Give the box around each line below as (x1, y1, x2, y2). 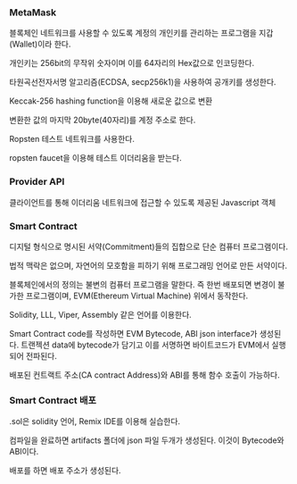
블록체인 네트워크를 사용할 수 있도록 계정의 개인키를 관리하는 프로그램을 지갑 (9, 28, 274, 38)
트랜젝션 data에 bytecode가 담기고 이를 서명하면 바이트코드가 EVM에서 (21, 339, 270, 350)
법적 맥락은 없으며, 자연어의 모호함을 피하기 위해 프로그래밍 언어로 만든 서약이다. (9, 260, 288, 271)
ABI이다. (9, 446, 39, 457)
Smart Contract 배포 (9, 394, 96, 406)
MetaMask (9, 6, 56, 19)
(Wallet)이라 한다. (9, 38, 71, 50)
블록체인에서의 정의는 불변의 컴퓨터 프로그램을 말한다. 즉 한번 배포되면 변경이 (9, 279, 276, 289)
